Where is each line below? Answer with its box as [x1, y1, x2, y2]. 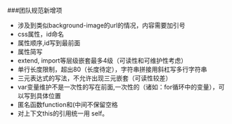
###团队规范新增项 [7, 6, 63, 14]
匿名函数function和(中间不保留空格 [17, 101, 118, 108]
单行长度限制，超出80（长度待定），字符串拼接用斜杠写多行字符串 [17, 66, 207, 73]
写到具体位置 [23, 92, 61, 100]
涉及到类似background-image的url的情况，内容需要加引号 [17, 21, 186, 30]
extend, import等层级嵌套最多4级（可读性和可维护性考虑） [17, 56, 188, 65]
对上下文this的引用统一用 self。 [17, 109, 109, 118]
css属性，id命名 [17, 30, 65, 38]
